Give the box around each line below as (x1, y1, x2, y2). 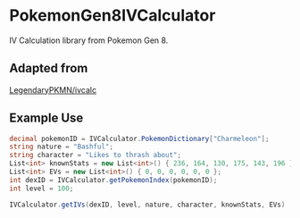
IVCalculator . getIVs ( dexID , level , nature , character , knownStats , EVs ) (9, 200, 286, 209)
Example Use (9, 111, 84, 126)
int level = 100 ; (9, 184, 74, 193)
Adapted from (9, 61, 88, 76)
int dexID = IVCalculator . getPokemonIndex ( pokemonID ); (9, 175, 218, 184)
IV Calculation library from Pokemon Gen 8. (9, 35, 169, 46)
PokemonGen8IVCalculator (9, 5, 216, 26)
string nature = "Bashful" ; (9, 142, 114, 152)
